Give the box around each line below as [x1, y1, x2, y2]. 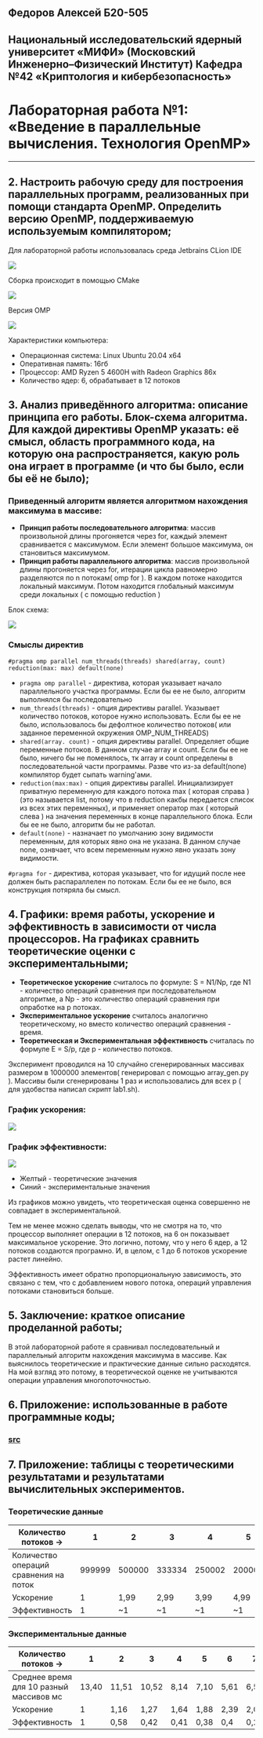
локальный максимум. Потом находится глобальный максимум [19, 581, 235, 591]
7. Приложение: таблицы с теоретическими [8, 1458, 235, 1472]
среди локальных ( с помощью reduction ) [19, 590, 161, 599]
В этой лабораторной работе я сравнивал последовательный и [8, 1342, 221, 1352]
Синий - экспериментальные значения [19, 1182, 150, 1191]
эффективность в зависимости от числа [8, 920, 217, 933]
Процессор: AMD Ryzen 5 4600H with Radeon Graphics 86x [19, 367, 217, 376]
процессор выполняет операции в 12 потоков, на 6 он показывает [8, 1229, 229, 1239]
